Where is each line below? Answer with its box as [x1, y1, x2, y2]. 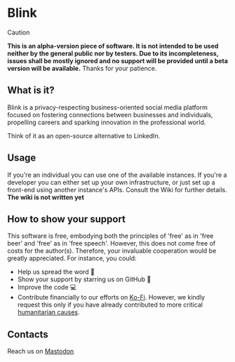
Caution [7, 28, 30, 36]
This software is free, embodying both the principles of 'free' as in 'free [7, 232, 214, 240]
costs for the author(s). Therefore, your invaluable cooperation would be [7, 247, 217, 255]
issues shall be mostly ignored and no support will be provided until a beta [7, 56, 228, 65]
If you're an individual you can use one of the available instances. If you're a [7, 170, 227, 179]
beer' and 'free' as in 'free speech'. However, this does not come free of [7, 239, 216, 248]
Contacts [7, 328, 49, 340]
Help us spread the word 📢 [17, 268, 95, 276]
